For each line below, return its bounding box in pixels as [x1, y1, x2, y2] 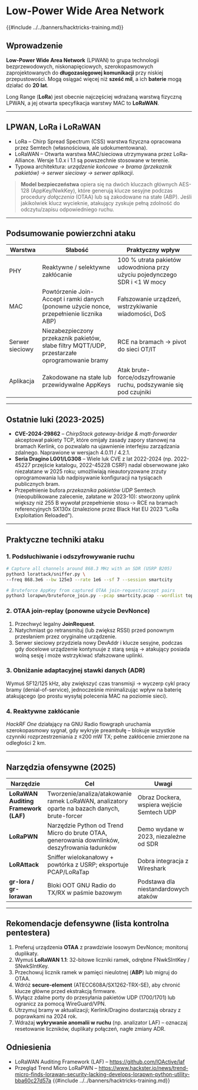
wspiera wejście [137, 800, 183, 809]
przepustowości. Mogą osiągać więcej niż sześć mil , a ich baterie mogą [6, 75, 181, 82]
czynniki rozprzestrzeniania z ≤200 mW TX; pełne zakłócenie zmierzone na [6, 733, 190, 740]
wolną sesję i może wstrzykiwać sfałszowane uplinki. [14, 651, 144, 658]
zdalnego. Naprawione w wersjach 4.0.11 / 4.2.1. [14, 449, 131, 456]
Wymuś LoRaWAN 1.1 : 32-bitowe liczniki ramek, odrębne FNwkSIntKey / [14, 956, 190, 963]
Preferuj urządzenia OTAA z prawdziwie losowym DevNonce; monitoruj [14, 943, 189, 950]
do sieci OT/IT [117, 345, 156, 353]
